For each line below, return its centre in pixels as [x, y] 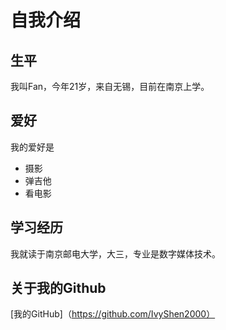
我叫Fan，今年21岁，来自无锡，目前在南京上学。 [110, 86]
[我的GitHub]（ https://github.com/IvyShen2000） [113, 314]
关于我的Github [58, 288]
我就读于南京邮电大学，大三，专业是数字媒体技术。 [115, 253]
